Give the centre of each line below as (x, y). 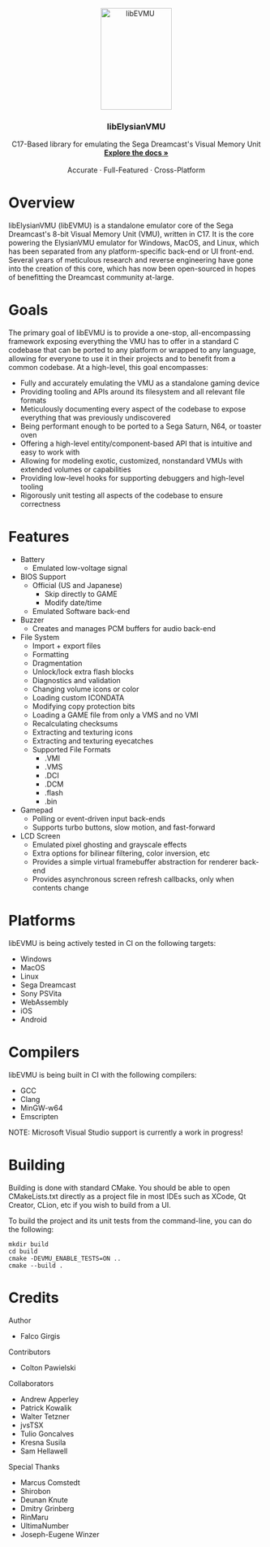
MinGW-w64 (41, 1108)
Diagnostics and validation (77, 681)
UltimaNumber (45, 1525)
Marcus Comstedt (50, 1482)
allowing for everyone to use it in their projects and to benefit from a (122, 359)
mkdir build (28, 1244)
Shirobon (35, 1491)
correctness (40, 504)
